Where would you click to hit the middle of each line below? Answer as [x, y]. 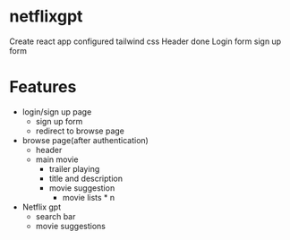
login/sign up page [57, 111]
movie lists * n [89, 197]
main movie [57, 159]
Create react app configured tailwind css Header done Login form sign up [145, 41]
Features [43, 87]
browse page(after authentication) [85, 140]
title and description [86, 178]
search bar [55, 216]
